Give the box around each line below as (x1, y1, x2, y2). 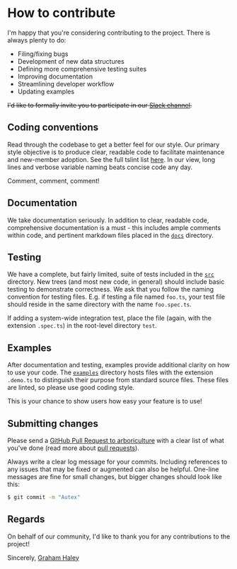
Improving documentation (17, 72, 93, 81)
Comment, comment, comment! (7, 176, 100, 185)
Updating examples (17, 87, 75, 96)
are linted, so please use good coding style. (7, 384, 135, 392)
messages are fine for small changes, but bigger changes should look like (7, 473, 222, 481)
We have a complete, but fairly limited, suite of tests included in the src (7, 270, 214, 279)
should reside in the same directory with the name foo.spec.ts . (7, 300, 192, 309)
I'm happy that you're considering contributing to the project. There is (7, 28, 211, 37)
